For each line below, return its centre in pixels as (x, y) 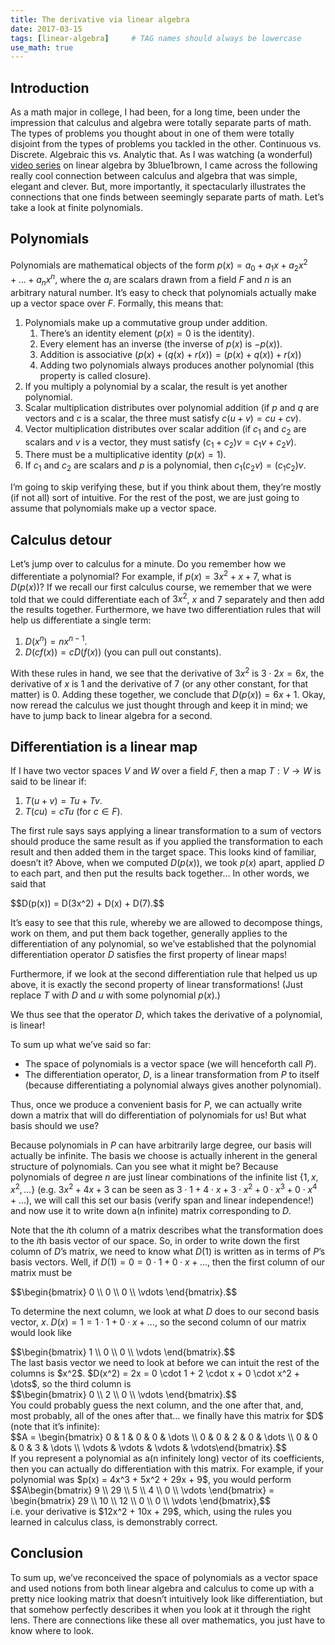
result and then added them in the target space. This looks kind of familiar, (163, 852)
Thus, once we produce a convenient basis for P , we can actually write (156, 1105)
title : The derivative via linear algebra (100, 19)
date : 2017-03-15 (46, 29)
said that (28, 884)
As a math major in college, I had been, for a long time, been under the (155, 112)
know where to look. (52, 1630)
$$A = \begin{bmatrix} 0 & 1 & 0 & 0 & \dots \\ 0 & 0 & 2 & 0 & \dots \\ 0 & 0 (164, 1437)
